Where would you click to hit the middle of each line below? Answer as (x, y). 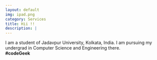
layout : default (22, 10)
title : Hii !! (20, 24)
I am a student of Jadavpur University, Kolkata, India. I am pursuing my (79, 42)
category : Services (26, 19)
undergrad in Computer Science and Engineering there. (63, 48)
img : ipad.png (20, 14)
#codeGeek (18, 53)
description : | (21, 28)
